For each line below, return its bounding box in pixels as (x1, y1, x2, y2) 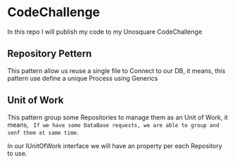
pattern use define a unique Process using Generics (7, 74, 158, 82)
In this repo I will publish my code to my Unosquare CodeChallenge (7, 27, 203, 36)
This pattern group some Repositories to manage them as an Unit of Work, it (7, 113, 229, 122)
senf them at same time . (7, 128, 79, 136)
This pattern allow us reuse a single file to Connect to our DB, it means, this (7, 66, 226, 74)
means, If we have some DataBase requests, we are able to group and (7, 120, 220, 129)
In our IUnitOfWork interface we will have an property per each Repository (7, 141, 223, 150)
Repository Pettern (7, 48, 92, 60)
